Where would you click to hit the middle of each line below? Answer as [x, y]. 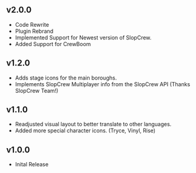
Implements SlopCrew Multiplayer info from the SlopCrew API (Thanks [103, 84]
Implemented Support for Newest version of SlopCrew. [83, 37]
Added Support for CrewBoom [53, 44]
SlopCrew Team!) [37, 90]
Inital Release [32, 165]
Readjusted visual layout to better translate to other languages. [93, 124]
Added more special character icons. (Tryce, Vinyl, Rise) [85, 131]
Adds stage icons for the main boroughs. [66, 78]
